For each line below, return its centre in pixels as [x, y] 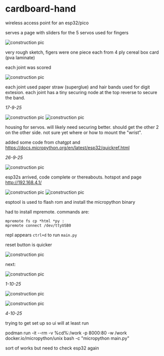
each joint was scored [28, 67]
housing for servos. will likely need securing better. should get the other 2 [82, 127]
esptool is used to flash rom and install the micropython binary [70, 202]
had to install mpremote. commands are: [47, 212]
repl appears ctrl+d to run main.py [41, 235]
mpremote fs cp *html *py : [35, 221]
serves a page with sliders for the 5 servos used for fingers [67, 32]
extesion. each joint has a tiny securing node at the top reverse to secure [81, 92]
